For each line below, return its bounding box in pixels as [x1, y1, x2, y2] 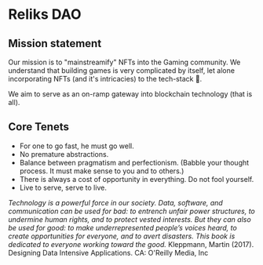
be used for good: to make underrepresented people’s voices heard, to [8, 223, 237, 232]
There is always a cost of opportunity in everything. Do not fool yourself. [19, 174, 254, 183]
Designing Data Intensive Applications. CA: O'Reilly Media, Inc [8, 248, 209, 257]
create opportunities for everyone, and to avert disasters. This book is [8, 231, 236, 241]
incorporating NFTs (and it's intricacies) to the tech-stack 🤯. [8, 74, 203, 83]
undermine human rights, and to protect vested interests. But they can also [8, 214, 251, 224]
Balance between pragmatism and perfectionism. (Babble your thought [19, 158, 250, 167]
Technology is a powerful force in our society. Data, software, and [8, 198, 224, 207]
